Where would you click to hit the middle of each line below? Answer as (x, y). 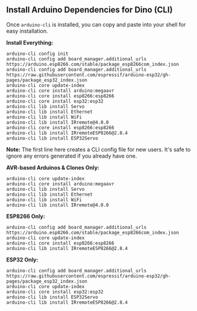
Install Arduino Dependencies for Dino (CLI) (89, 10)
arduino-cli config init (37, 54)
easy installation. (27, 31)
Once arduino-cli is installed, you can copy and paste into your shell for (96, 24)
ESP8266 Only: (26, 216)
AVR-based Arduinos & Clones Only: (53, 167)
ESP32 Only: (22, 260)
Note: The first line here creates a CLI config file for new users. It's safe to (98, 149)
